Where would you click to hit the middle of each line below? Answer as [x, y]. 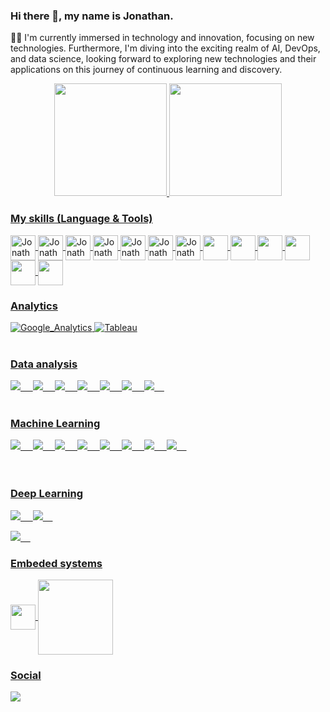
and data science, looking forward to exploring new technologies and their [163, 59]
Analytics [34, 306]
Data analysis [44, 364]
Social [26, 675]
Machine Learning [55, 424]
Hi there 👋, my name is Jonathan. [92, 16]
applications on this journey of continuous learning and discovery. [146, 70]
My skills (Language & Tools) [81, 219]
